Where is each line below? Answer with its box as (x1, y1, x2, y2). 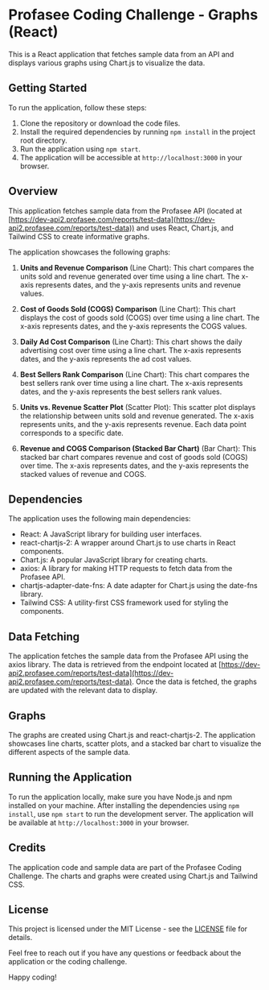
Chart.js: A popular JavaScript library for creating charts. (19, 555, 208, 565)
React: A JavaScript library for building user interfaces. (19, 529, 202, 539)
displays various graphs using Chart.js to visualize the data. (8, 58, 206, 68)
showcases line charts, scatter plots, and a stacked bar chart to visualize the (8, 739, 262, 748)
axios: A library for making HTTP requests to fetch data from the (19, 564, 233, 574)
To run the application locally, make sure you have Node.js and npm (8, 792, 233, 802)
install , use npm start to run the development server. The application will (8, 809, 255, 818)
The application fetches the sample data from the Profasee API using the (8, 651, 249, 661)
